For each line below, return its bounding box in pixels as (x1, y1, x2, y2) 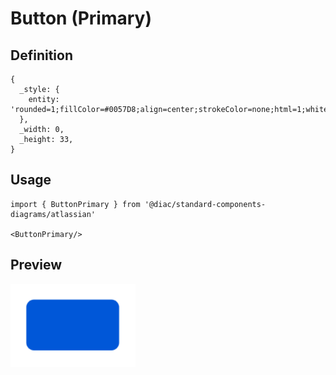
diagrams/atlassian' (10, 209, 97, 219)
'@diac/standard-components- (144, 199, 267, 209)
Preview (10, 257, 63, 274)
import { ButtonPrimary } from (10, 199, 141, 209)
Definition (10, 47, 73, 64)
